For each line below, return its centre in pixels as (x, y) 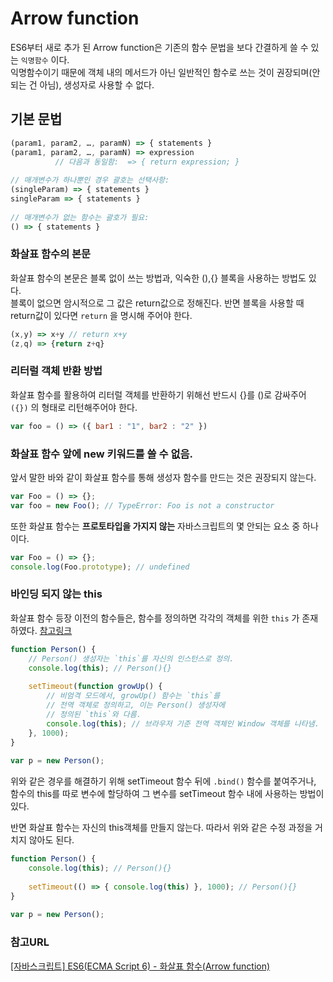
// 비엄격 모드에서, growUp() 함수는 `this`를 (133, 696)
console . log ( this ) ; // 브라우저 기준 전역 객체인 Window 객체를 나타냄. (183, 723)
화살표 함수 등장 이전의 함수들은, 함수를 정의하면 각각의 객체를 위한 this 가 (155, 618)
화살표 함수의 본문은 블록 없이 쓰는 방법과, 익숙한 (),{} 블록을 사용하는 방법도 (158, 278)
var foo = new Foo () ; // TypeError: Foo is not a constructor (142, 505)
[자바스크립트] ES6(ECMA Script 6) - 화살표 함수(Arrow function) (140, 966)
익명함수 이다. (45, 59)
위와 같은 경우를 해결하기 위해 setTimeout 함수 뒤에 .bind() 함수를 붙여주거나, (163, 781)
